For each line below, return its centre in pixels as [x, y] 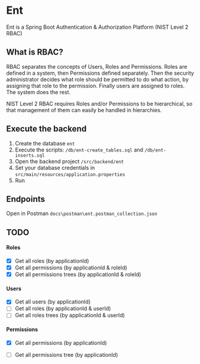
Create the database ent [45, 143]
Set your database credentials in [55, 168]
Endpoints [26, 199]
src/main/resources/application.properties [70, 174]
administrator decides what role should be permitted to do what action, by [98, 79]
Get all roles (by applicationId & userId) [63, 308]
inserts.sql [30, 155]
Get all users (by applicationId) [53, 302]
